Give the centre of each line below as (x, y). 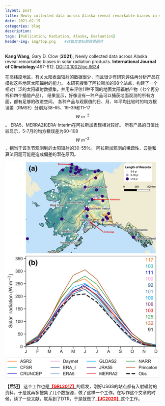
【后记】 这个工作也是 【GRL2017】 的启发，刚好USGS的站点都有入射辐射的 (81, 386)
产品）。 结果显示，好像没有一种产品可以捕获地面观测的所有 (91, 95)
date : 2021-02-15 (23, 21)
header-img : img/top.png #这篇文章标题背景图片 (54, 42)
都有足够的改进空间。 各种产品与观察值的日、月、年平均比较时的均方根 (85, 101)
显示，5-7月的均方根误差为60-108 (44, 131)
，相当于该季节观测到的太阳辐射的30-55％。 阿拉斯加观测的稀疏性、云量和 (81, 148)
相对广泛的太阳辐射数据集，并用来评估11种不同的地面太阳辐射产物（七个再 (80, 89)
